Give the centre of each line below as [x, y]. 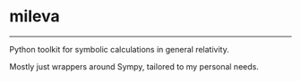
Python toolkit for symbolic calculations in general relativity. [120, 49]
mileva [34, 16]
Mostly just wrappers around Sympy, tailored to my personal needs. [134, 66]
